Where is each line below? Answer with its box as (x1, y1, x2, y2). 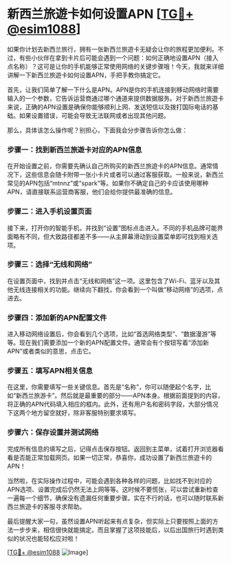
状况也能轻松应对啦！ (19, 534, 80, 542)
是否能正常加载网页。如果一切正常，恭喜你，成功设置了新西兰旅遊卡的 (12, 453, 212, 462)
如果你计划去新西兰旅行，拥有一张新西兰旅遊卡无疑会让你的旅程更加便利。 (7, 45, 218, 53)
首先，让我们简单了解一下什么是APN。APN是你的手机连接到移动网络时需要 (7, 85, 219, 94)
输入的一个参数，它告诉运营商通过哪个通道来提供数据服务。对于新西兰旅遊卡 (7, 94, 224, 102)
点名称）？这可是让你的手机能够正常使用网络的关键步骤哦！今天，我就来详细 (7, 62, 224, 70)
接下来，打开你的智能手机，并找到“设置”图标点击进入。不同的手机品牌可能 (7, 223, 218, 232)
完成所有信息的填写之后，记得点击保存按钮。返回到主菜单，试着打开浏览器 (7, 444, 218, 453)
